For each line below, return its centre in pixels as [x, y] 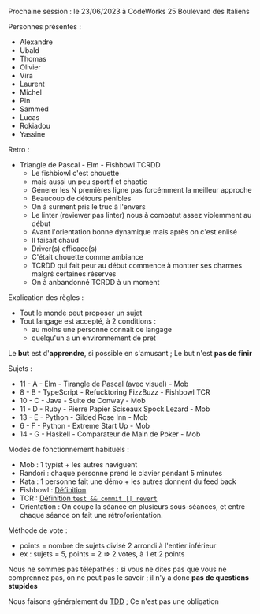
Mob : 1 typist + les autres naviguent [78, 464]
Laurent [32, 84]
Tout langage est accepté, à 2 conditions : [87, 321]
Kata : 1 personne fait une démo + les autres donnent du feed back [128, 481]
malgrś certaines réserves [74, 274]
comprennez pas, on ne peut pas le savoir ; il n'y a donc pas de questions [129, 578]
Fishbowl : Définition [53, 490]
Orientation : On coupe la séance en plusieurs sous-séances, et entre [132, 507]
